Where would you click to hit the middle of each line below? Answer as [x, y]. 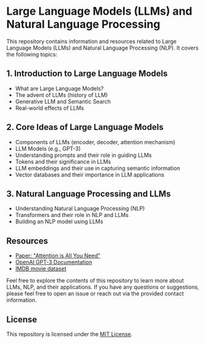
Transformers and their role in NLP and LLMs [72, 215]
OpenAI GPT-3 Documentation [54, 262]
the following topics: [32, 54]
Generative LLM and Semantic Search [63, 101]
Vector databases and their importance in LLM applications [90, 174]
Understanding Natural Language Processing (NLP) [80, 208]
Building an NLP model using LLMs [59, 221]
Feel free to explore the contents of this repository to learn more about [95, 281]
